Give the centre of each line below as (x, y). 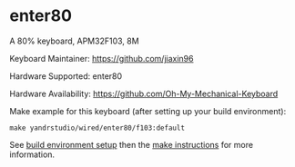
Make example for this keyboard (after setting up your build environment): (148, 111)
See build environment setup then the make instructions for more (131, 144)
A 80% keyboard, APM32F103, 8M (74, 41)
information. (32, 154)
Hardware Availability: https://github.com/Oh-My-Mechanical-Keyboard (144, 93)
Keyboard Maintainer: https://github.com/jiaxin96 (102, 58)
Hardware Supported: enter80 (66, 76)
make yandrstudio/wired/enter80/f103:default (97, 128)
